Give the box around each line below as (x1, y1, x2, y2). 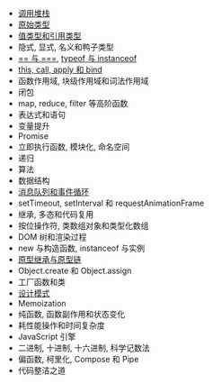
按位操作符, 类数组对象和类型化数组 (17, 220, 149, 231)
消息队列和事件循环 (17, 187, 90, 197)
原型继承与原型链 (17, 254, 82, 264)
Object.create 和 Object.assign (17, 265, 132, 276)
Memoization (17, 298, 67, 308)
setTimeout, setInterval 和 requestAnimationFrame (17, 197, 205, 208)
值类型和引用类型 (17, 31, 82, 41)
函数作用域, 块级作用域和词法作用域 (17, 76, 149, 86)
